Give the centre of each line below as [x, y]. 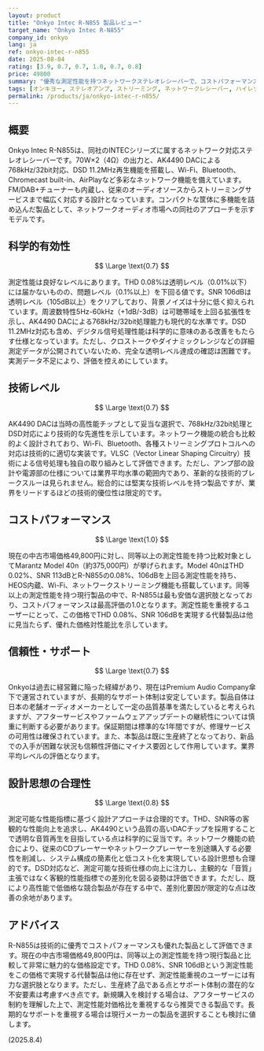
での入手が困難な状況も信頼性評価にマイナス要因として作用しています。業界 [132, 746]
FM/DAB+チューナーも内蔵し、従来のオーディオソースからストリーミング [126, 190]
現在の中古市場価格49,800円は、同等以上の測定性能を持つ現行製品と [133, 955]
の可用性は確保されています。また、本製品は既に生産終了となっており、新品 [131, 736]
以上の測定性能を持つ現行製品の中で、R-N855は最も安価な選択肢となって [127, 594]
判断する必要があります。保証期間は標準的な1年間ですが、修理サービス [136, 727]
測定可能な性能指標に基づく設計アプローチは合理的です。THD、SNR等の [125, 819]
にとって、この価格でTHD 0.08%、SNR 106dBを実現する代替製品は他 [141, 614]
